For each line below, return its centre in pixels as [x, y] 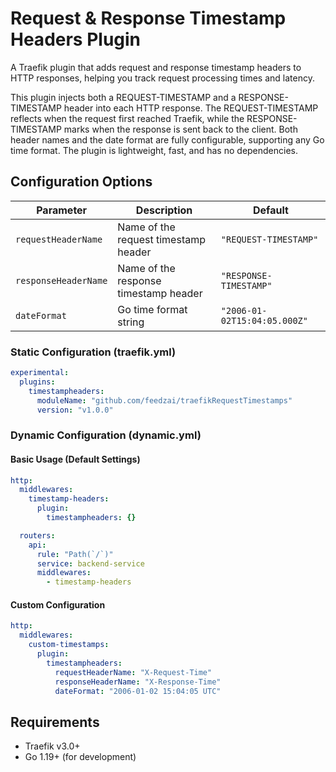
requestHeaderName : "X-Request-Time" [133, 672]
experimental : [40, 373]
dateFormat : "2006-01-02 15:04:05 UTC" [138, 691]
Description [164, 210]
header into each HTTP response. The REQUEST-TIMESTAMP [191, 108]
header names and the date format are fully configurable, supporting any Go [167, 139]
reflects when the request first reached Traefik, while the [127, 118]
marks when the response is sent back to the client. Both [180, 129]
